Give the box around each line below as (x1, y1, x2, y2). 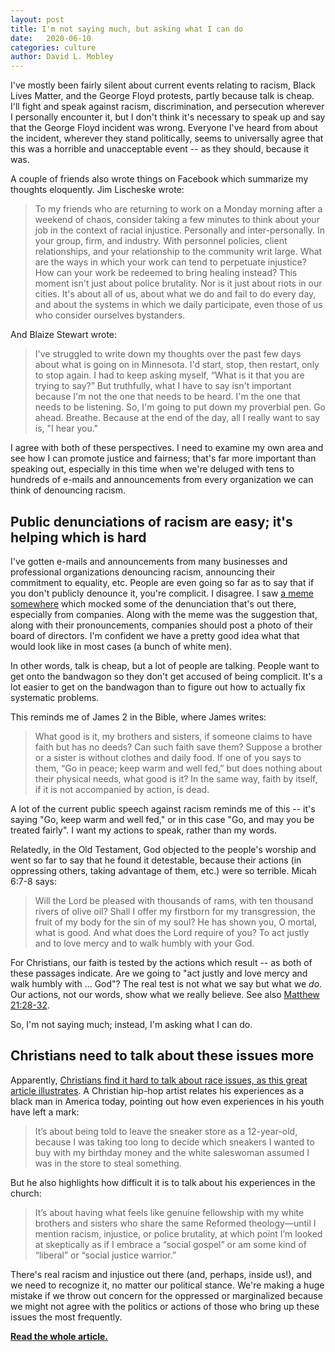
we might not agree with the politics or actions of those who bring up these (10, 1300, 320, 1312)
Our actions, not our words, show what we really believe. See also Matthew (10, 988, 320, 1000)
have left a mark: (10, 1106, 80, 1118)
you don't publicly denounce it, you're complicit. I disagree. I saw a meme (10, 587, 314, 599)
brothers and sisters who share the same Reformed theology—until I (34, 1217, 317, 1229)
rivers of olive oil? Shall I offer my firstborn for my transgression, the (34, 905, 316, 917)
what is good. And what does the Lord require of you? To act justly (34, 926, 310, 938)
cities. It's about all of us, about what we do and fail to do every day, (34, 288, 317, 300)
